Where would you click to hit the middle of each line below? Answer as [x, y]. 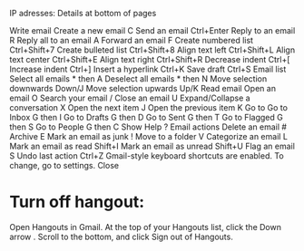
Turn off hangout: [77, 202]
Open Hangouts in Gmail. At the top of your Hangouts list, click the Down [145, 227]
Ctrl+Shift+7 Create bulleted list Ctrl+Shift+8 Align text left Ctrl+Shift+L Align [152, 50]
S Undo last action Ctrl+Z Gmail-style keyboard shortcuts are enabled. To [147, 156]
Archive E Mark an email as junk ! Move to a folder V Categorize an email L [149, 136]
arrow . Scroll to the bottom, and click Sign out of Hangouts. [121, 237]
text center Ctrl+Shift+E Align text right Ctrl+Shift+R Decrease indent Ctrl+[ [150, 59]
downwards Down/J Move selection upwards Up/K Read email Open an [143, 88]
